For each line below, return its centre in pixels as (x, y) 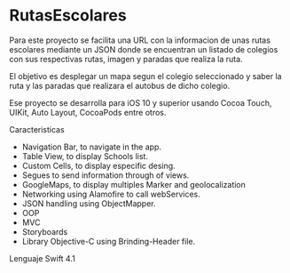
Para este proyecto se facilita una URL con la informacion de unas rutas (140, 40)
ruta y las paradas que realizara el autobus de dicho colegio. (120, 85)
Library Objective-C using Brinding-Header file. (109, 241)
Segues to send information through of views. (106, 175)
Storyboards (45, 231)
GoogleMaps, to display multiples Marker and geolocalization (134, 184)
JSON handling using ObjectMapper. (89, 203)
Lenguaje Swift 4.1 (42, 258)
